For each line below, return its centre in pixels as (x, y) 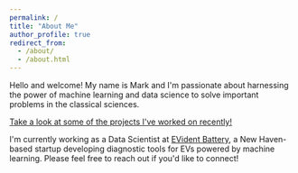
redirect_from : (38, 43)
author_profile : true (50, 34)
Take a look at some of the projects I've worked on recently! (121, 122)
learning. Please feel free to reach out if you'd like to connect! (124, 158)
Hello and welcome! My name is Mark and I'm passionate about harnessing (149, 85)
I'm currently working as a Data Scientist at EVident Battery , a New (133, 139)
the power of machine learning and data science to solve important (134, 95)
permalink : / (34, 18)
